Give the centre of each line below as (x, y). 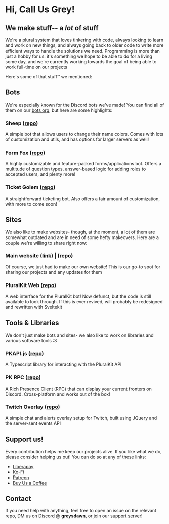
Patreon (21, 477)
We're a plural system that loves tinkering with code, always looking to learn (84, 40)
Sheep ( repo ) (22, 123)
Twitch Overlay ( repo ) (33, 407)
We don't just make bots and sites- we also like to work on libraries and (79, 335)
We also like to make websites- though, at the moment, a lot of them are (80, 232)
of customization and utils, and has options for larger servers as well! (77, 139)
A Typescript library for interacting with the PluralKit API (64, 364)
